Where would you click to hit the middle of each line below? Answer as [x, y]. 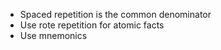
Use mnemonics [53, 35]
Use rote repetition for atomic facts [92, 25]
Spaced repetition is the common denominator [115, 14]
